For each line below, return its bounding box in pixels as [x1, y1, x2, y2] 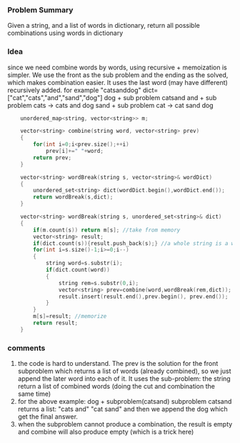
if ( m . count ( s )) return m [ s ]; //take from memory [33, 227, 181, 234]
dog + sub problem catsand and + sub [104, 93, 217, 101]
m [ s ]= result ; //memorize [33, 313, 107, 320]
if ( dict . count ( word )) [45, 267, 111, 274]
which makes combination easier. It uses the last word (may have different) [7, 78, 229, 86]
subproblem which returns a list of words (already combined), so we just [17, 367, 231, 376]
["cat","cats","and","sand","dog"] [7, 93, 103, 101]
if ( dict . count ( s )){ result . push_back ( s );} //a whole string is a [33, 239, 229, 247]
